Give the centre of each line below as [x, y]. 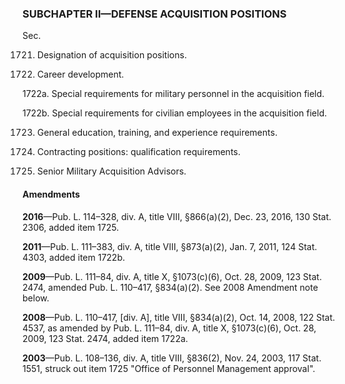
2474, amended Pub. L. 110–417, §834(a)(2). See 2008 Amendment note [170, 287]
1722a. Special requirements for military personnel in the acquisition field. [173, 94]
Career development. [80, 74]
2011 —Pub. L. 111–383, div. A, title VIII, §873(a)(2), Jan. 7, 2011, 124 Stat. [170, 246]
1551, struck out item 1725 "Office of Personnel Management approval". [169, 368]
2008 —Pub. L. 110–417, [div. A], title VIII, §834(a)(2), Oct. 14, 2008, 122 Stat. [179, 317]
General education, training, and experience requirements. [157, 133]
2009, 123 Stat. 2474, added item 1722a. [105, 338]
